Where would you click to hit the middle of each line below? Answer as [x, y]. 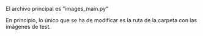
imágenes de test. [28, 27]
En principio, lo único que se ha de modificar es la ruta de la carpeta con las [102, 20]
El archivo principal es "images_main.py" [57, 9]
